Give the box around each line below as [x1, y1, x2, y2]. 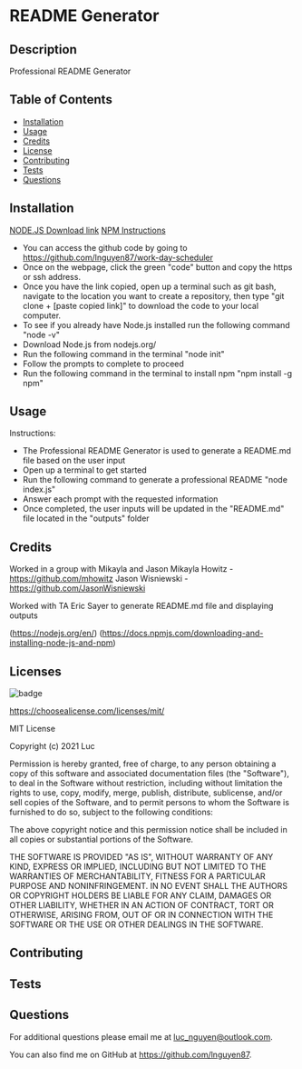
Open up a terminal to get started [22, 465, 147, 475]
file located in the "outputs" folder [22, 513, 150, 524]
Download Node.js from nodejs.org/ [22, 338, 157, 350]
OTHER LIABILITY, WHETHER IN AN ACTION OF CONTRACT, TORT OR [9, 900, 274, 911]
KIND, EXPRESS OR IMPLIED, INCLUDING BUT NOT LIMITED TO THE [9, 861, 267, 873]
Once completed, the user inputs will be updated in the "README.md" [22, 504, 285, 515]
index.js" [22, 484, 56, 495]
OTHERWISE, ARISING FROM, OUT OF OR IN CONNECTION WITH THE [9, 910, 274, 921]
